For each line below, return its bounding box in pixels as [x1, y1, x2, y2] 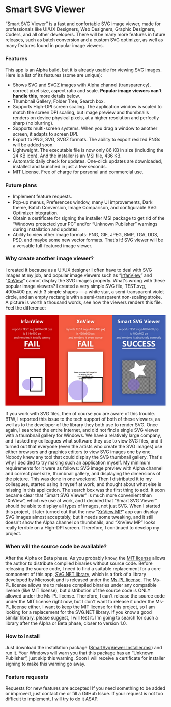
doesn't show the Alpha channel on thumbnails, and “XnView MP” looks [5, 519, 156, 525]
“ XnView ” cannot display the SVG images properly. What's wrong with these [5, 277, 165, 283]
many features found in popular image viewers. [5, 42, 104, 48]
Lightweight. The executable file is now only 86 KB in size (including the [12, 147, 164, 153]
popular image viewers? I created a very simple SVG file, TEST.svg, [5, 283, 146, 289]
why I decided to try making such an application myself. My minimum [5, 459, 151, 466]
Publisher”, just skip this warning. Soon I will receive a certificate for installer [5, 655, 165, 661]
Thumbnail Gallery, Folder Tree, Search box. [12, 98, 105, 104]
